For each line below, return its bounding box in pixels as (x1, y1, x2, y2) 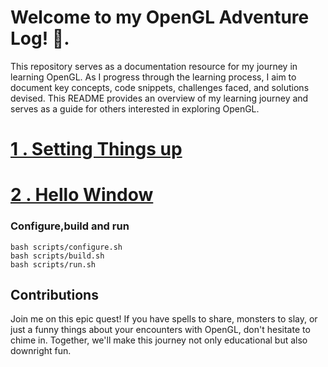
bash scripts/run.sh (10, 259, 97, 270)
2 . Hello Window (10, 184, 154, 206)
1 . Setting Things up (10, 138, 183, 161)
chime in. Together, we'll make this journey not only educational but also (10, 334, 308, 346)
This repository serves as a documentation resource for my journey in (10, 60, 298, 72)
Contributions (10, 287, 99, 303)
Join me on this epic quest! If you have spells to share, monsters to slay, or (10, 313, 318, 325)
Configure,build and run (10, 219, 130, 233)
